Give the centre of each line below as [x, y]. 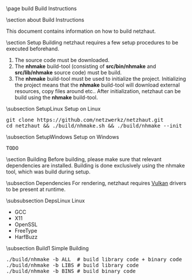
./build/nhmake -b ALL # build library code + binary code [94, 259]
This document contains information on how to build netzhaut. [81, 31]
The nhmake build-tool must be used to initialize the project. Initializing [100, 79]
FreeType [26, 231]
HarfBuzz [26, 237]
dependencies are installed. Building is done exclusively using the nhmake [96, 165]
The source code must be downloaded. [62, 60]
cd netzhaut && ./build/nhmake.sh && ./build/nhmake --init [94, 126]
